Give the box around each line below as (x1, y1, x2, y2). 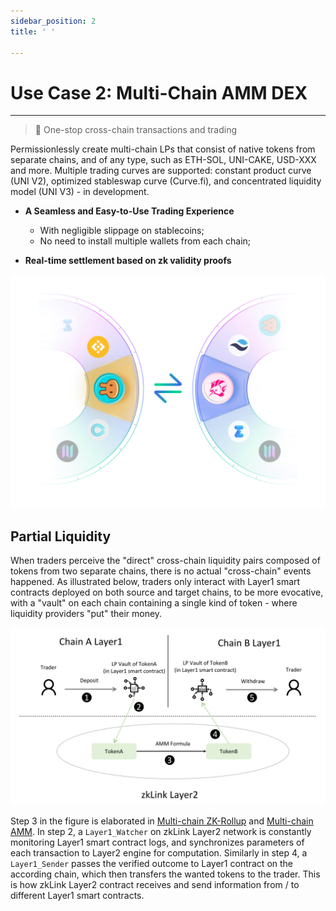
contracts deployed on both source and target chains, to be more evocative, (10, 586, 324, 599)
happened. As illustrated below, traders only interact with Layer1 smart (10, 576, 301, 588)
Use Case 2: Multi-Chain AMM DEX (10, 81, 308, 104)
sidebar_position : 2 (10, 16, 97, 26)
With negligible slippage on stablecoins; (39, 225, 205, 237)
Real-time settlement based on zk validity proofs (24, 255, 232, 267)
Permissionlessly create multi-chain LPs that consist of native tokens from (10, 143, 316, 155)
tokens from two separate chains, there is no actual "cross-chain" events (10, 565, 312, 577)
